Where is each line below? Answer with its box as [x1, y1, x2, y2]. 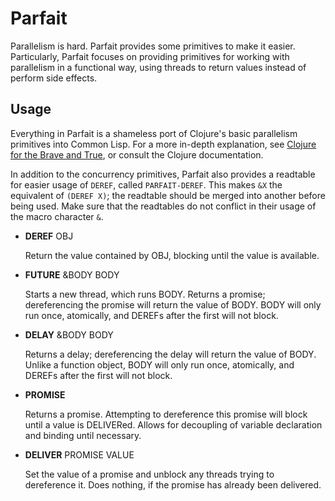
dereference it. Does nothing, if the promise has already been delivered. [24, 478, 322, 491]
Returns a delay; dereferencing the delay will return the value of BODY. [24, 348, 317, 360]
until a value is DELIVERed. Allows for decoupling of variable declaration [24, 418, 323, 431]
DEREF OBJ [24, 230, 74, 242]
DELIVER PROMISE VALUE [24, 448, 135, 461]
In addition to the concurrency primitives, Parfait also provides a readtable [10, 168, 316, 180]
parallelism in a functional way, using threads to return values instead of [10, 61, 307, 73]
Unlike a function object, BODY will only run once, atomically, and [24, 358, 295, 371]
